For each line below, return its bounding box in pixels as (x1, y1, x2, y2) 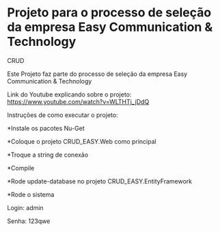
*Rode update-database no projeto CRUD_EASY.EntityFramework (7, 177, 193, 185)
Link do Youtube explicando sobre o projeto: (7, 90, 132, 99)
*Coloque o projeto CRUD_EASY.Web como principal (7, 137, 156, 145)
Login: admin (7, 203, 44, 211)
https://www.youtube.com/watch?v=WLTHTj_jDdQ (7, 97, 150, 105)
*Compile (7, 164, 35, 172)
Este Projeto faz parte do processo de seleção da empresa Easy (7, 70, 188, 78)
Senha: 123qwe (7, 217, 51, 225)
